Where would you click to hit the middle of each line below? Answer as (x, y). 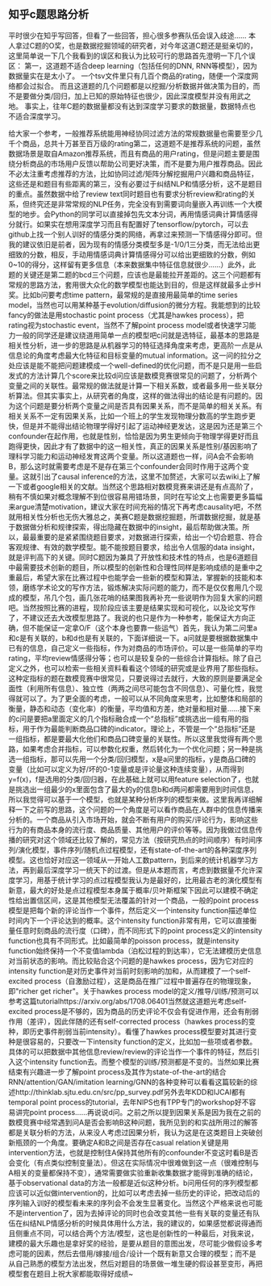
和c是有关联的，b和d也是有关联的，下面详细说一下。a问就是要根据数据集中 (133, 638)
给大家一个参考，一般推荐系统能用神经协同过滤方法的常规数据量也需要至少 (132, 133)
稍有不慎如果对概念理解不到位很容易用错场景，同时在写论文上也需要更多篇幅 (135, 496)
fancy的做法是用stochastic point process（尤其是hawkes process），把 (126, 315)
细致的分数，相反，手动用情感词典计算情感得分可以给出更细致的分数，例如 (132, 254)
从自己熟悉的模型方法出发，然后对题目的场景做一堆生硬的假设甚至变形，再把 (135, 1263)
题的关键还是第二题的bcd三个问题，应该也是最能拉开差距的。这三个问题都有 (135, 274)
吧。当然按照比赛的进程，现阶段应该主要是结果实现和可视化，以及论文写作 (132, 607)
